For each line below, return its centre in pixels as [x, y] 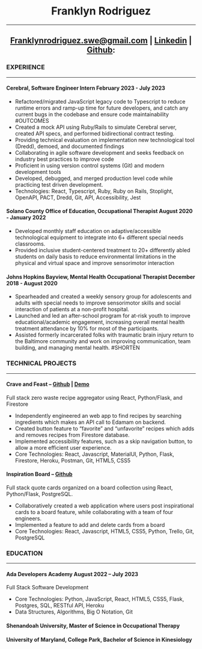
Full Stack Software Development [47, 588]
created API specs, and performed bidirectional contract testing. [95, 133]
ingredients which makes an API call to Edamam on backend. [90, 422]
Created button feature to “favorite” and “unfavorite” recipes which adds [104, 428]
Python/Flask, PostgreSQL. [40, 494]
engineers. [28, 518]
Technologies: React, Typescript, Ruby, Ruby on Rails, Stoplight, [94, 191]
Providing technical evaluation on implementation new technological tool [105, 140]
